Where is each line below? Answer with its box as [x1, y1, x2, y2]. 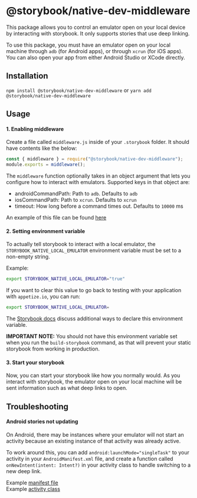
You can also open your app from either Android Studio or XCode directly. [6, 54, 185, 61]
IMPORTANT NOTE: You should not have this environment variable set [6, 333, 178, 340]
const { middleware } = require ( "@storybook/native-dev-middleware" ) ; [6, 156, 183, 162]
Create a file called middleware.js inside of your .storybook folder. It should [6, 139, 190, 146]
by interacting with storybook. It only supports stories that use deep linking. [6, 30, 190, 37]
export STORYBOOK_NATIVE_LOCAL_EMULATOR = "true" [6, 276, 126, 282]
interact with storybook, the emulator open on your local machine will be [6, 378, 182, 385]
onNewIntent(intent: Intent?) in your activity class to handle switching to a [6, 461, 191, 468]
